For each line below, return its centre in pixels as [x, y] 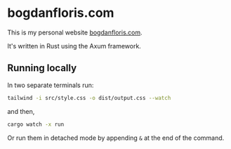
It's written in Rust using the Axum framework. [74, 46]
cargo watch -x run [36, 124]
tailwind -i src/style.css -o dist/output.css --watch [89, 98]
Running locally [42, 68]
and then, [21, 111]
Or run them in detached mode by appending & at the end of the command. [116, 138]
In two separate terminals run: [51, 85]
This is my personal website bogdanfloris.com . [75, 32]
